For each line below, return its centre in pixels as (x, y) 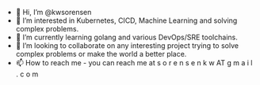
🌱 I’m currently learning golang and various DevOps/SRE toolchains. (126, 37)
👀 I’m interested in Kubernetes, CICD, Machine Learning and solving (126, 20)
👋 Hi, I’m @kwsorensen (54, 12)
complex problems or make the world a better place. (101, 54)
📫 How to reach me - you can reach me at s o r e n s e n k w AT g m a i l (134, 63)
